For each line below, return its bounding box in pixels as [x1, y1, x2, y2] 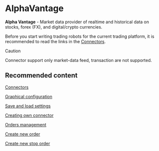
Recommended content [5, 71, 78, 80]
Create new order [5, 131, 40, 137]
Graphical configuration [5, 93, 53, 99]
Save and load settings [5, 103, 51, 109]
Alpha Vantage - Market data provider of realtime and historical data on [5, 19, 149, 25]
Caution [5, 48, 21, 54]
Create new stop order [5, 140, 50, 146]
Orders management [5, 121, 47, 127]
